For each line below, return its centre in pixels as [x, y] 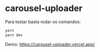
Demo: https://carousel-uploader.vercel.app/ [50, 44]
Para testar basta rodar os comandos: [43, 22]
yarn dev [14, 35]
